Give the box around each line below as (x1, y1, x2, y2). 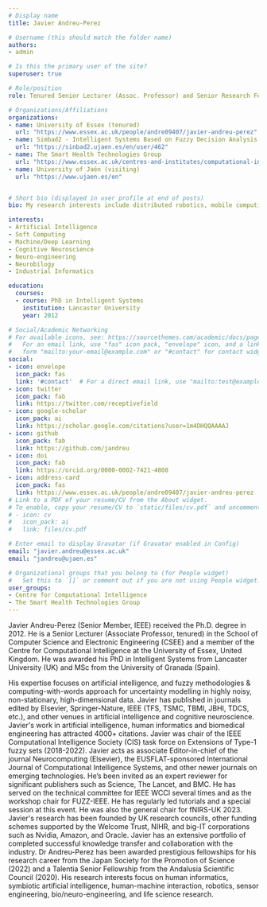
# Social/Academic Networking (8, 325, 109, 334)
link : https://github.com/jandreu (15, 444, 130, 452)
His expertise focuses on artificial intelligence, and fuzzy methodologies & (8, 678, 251, 687)
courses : (15, 290, 44, 298)
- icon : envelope (8, 363, 66, 371)
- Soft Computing (8, 231, 66, 239)
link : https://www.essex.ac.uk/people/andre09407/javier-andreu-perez (15, 489, 254, 496)
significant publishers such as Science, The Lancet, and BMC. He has (8, 780, 236, 788)
